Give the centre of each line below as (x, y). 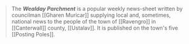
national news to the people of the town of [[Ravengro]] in (84, 21)
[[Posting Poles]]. (33, 34)
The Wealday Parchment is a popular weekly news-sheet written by (97, 9)
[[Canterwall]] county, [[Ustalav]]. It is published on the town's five (94, 28)
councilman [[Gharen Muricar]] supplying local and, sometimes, (91, 15)
